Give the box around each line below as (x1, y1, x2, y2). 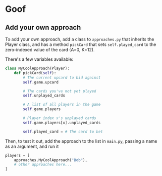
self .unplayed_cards (23, 93, 65, 98)
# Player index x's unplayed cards (23, 116, 97, 121)
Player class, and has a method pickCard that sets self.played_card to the (5, 42, 157, 47)
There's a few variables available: (5, 56, 73, 62)
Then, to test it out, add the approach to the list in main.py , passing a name (5, 138, 158, 144)
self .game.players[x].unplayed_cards (23, 120, 101, 125)
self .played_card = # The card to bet (23, 129, 103, 134)
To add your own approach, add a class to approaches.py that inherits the (5, 36, 155, 42)
